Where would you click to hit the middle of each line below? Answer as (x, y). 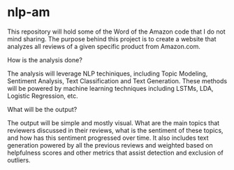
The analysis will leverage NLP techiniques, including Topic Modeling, (108, 73)
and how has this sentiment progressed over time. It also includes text (108, 138)
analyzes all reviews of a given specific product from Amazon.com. (104, 46)
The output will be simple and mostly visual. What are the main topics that (114, 122)
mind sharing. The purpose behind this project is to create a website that (112, 38)
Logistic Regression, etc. (43, 96)
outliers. (19, 160)
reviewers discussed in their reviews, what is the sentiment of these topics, (115, 130)
